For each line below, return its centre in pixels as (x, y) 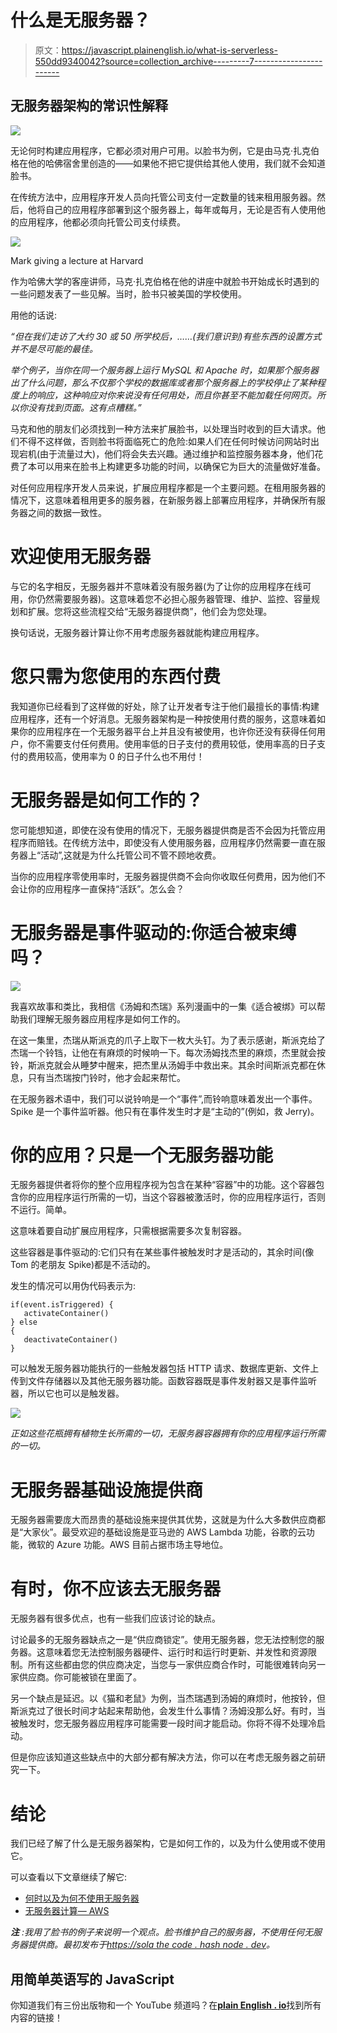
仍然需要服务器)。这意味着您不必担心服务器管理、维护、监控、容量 (174, 598)
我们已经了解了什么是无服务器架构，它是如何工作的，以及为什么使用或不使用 (168, 1843)
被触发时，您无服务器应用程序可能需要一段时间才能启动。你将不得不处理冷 (163, 1723)
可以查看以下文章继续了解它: (69, 1877)
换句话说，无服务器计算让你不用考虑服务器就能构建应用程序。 (137, 632)
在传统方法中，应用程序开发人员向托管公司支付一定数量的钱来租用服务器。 (163, 197)
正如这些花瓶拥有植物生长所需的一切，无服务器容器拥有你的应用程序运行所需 (168, 1433)
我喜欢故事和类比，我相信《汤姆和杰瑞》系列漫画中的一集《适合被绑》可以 (163, 1006)
